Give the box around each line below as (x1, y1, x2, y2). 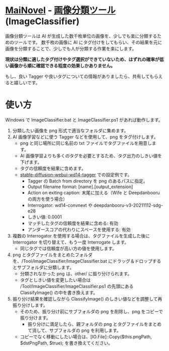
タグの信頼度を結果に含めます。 (20, 165, 87, 171)
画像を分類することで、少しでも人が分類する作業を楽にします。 (5, 45, 137, 51)
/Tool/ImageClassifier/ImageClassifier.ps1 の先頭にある (20, 283, 134, 289)
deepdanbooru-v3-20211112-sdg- (94, 202, 163, 208)
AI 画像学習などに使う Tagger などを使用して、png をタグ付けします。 (12, 134, 158, 140)
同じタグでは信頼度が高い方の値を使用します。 (20, 245, 117, 251)
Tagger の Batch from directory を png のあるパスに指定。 (27, 178, 148, 184)
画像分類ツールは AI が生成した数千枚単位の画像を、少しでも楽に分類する (5, 33, 157, 39)
